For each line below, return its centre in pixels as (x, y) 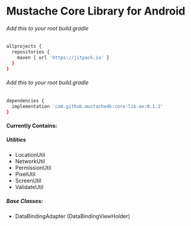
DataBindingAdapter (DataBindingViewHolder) (73, 216)
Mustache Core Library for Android (96, 11)
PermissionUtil (33, 168)
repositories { (31, 52)
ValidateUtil (29, 187)
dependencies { (25, 101)
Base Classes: (25, 201)
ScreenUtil (28, 181)
